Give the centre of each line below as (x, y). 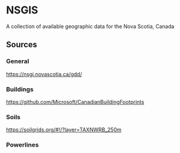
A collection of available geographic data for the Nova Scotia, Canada (90, 26)
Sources (22, 45)
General (18, 61)
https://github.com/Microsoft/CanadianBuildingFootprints (75, 102)
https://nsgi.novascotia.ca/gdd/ (44, 74)
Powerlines (23, 145)
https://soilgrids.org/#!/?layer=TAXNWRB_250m (64, 130)
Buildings (20, 89)
